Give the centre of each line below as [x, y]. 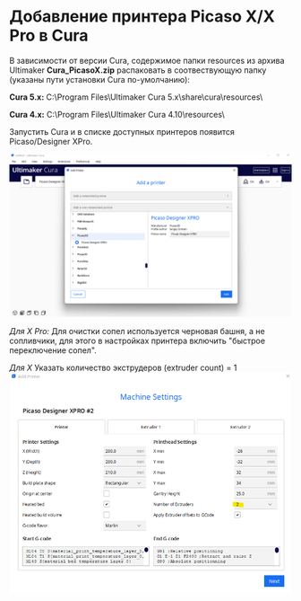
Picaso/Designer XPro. [51, 141]
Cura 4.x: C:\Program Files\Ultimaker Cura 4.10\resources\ [117, 114]
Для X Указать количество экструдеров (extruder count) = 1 [123, 368]
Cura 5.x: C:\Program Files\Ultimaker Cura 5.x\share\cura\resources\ [136, 97]
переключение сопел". [53, 350]
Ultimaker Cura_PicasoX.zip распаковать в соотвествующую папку [138, 70]
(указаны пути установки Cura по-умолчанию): [100, 79]
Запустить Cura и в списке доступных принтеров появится [122, 131]
